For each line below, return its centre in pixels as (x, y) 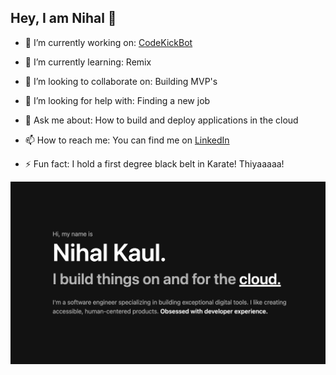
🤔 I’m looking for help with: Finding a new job (117, 100)
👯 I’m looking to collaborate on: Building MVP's (121, 81)
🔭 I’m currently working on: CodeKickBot (108, 42)
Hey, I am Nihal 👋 (63, 18)
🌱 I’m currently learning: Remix (88, 62)
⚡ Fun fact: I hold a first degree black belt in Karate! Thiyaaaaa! (154, 163)
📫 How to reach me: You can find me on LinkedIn (127, 140)
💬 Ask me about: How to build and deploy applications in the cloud (161, 120)
